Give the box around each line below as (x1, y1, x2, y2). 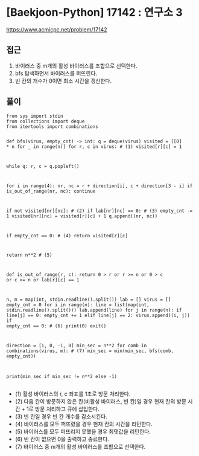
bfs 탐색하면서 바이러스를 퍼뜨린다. (14, 69, 98, 77)
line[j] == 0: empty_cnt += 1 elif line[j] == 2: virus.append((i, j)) (6, 312, 190, 318)
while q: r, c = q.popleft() (6, 164, 80, 170)
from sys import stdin (6, 113, 63, 119)
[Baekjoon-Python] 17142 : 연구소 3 (6, 5, 183, 19)
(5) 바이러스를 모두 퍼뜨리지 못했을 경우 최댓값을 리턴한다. (14, 428, 151, 435)
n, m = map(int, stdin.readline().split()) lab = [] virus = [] (6, 297, 171, 303)
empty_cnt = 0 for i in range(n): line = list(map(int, (6, 301, 150, 308)
